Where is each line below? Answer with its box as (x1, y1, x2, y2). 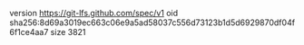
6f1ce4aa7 (9, 27, 49, 37)
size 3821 (50, 27, 86, 37)
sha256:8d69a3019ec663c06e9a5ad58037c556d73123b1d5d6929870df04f (9, 17, 296, 28)
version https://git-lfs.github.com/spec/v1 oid (9, 8, 179, 18)
